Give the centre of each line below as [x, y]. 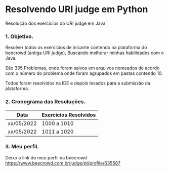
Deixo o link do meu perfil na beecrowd [46, 157]
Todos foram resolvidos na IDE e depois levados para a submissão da [78, 83]
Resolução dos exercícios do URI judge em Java [55, 23]
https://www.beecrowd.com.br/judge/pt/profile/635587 [63, 163]
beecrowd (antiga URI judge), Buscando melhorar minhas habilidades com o [85, 53]
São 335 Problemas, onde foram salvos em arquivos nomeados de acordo [82, 68]
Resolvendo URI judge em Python [77, 9]
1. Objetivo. [19, 36]
